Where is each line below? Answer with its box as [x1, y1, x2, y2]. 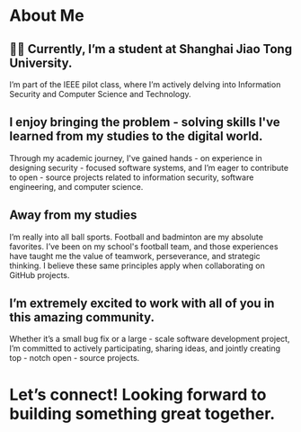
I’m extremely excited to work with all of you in [9, 296, 275, 311]
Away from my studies [9, 208, 137, 223]
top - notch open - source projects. [9, 353, 140, 364]
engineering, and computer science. [9, 181, 144, 192]
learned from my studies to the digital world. [9, 129, 263, 144]
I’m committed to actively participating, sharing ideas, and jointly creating [9, 343, 281, 354]
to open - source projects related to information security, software [9, 172, 254, 183]
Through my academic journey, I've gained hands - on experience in [9, 152, 262, 163]
